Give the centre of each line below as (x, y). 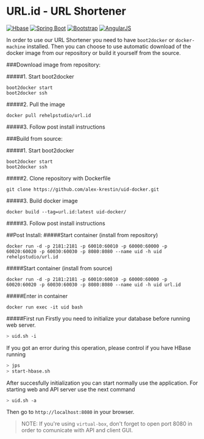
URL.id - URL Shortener (66, 11)
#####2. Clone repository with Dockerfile (58, 178)
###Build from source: (34, 138)
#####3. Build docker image (42, 201)
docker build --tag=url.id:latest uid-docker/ (66, 212)
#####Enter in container (37, 296)
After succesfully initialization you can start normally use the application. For (102, 383)
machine (16, 47)
